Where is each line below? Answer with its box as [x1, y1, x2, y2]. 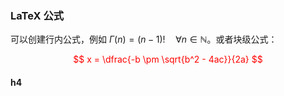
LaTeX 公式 [10, 8, 65, 22]
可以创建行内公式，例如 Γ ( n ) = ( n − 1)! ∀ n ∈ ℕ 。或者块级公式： [10, 33, 278, 46]
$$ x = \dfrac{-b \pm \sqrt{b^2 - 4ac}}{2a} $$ [73, 53, 263, 66]
